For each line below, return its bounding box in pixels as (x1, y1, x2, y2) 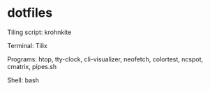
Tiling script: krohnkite (7, 28, 72, 36)
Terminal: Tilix (7, 41, 47, 50)
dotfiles (7, 5, 53, 21)
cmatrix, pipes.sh (7, 62, 57, 70)
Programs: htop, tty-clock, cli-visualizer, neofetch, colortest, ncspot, (7, 54, 204, 63)
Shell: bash (7, 75, 40, 84)
